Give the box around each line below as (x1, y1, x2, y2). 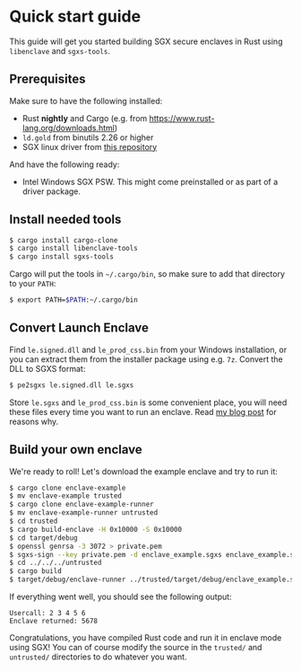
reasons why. (9, 416, 59, 427)
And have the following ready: (9, 159, 120, 170)
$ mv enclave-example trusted (9, 491, 123, 500)
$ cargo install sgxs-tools (9, 252, 115, 261)
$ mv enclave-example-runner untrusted (9, 508, 159, 517)
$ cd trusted (9, 516, 58, 526)
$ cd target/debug (9, 533, 78, 543)
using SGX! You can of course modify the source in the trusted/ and (9, 642, 262, 653)
